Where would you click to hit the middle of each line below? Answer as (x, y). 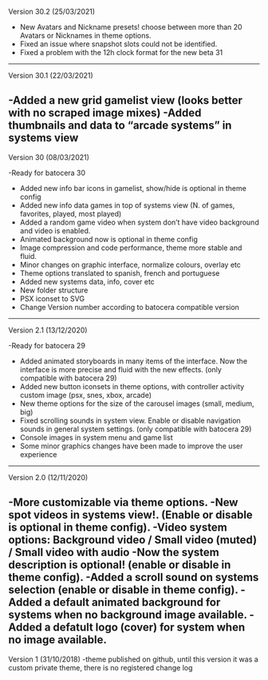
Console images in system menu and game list (96, 437)
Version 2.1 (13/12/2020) (48, 330)
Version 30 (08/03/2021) (49, 157)
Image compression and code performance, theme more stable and (131, 248)
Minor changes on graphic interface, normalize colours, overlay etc (130, 264)
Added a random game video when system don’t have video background (139, 222)
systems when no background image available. (128, 615)
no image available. (58, 640)
